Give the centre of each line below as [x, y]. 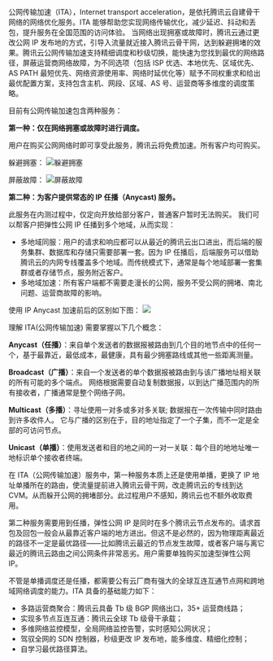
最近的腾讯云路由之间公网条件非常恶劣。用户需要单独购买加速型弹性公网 [129, 553]
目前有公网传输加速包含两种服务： [65, 111]
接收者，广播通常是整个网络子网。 [72, 392]
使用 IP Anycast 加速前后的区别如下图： [74, 310]
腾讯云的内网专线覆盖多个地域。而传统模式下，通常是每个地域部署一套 [138, 262]
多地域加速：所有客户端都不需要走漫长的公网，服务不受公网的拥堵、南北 [141, 282]
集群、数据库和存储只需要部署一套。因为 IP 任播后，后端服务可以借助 [143, 252]
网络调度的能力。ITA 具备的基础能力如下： [86, 591]
